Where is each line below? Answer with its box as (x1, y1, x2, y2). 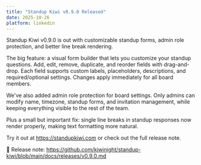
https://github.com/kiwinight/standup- (46, 146, 141, 154)
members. (6, 80, 32, 87)
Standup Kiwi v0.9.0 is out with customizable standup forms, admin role (6, 37, 185, 44)
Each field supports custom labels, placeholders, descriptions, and (20, 67, 187, 75)
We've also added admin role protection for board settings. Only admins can (6, 92, 196, 99)
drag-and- (163, 61, 190, 68)
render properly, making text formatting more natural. (6, 123, 138, 130)
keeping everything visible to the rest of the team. (6, 105, 130, 112)
